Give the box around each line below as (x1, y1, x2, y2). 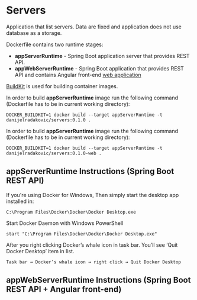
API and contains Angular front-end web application (14, 71, 142, 78)
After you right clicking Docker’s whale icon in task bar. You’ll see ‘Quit (6, 241, 178, 249)
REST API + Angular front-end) (6, 285, 122, 295)
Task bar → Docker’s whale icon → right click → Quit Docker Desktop (6, 259, 182, 265)
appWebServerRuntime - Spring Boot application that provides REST (14, 64, 185, 72)
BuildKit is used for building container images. (6, 82, 118, 89)
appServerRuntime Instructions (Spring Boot (6, 166, 175, 176)
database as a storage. (6, 29, 62, 36)
